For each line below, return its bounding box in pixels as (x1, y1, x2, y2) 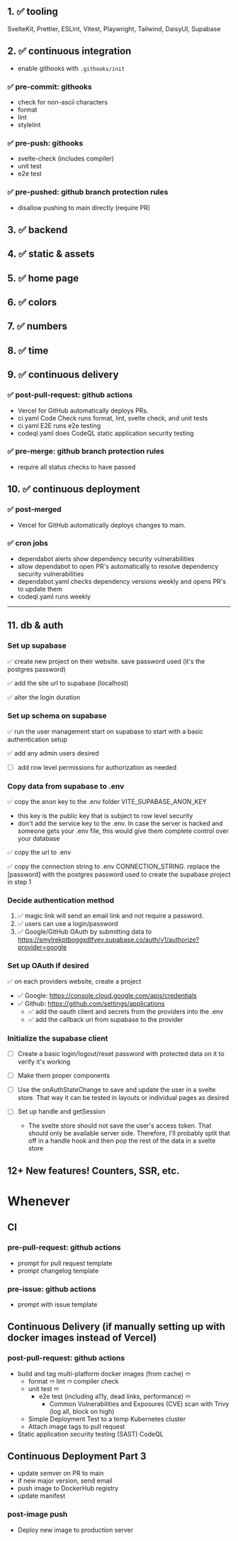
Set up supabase (7, 641, 67, 650)
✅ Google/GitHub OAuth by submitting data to (17, 927, 152, 936)
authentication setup (7, 735, 67, 744)
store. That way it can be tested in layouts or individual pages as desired (17, 1094, 229, 1102)
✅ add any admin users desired (7, 748, 99, 757)
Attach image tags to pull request (28, 1422, 125, 1430)
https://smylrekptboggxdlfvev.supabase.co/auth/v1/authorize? (17, 935, 200, 944)
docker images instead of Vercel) (7, 1332, 157, 1344)
